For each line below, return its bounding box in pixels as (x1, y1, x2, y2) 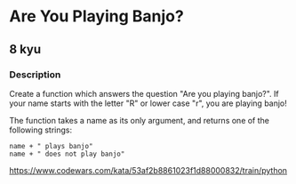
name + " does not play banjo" (9, 149, 125, 158)
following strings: (9, 124, 73, 135)
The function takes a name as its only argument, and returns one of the (9, 115, 269, 125)
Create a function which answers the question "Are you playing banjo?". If (9, 88, 279, 99)
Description (9, 68, 61, 81)
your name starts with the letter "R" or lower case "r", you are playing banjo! (9, 98, 287, 108)
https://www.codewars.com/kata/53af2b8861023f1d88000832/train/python (9, 164, 287, 175)
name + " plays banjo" (9, 141, 93, 150)
